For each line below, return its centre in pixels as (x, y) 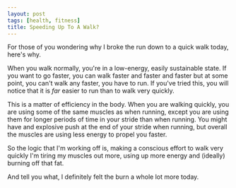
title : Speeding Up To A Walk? (53, 27)
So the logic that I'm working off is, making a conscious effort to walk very (116, 148)
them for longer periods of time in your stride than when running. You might (117, 119)
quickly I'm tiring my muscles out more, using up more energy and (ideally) (116, 155)
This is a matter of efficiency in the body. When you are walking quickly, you (118, 105)
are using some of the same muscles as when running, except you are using (118, 112)
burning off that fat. (36, 163)
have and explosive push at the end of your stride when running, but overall (117, 127)
